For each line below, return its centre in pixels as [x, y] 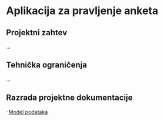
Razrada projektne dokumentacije [69, 98]
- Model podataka [27, 112]
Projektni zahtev [37, 33]
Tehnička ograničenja [46, 65]
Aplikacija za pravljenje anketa [82, 11]
